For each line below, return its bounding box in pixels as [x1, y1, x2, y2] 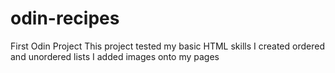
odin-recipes [10, 7, 120, 30]
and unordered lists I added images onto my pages [10, 50, 220, 62]
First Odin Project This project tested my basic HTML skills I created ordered [10, 40, 325, 52]
